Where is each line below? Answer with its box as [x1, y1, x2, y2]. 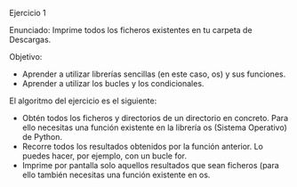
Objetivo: [9, 52, 43, 61]
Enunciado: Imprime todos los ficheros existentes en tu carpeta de [9, 25, 253, 35]
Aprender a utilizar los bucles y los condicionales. [21, 78, 205, 88]
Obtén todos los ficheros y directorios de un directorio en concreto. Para [21, 113, 289, 123]
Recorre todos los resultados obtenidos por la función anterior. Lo [21, 142, 264, 151]
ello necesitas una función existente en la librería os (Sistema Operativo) [21, 122, 287, 133]
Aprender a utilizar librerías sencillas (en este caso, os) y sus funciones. [21, 69, 286, 79]
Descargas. [9, 35, 52, 45]
